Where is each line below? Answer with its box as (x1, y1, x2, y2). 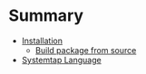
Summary (8, 5, 83, 26)
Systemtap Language (21, 54, 102, 65)
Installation (21, 35, 63, 46)
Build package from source (34, 44, 137, 55)
